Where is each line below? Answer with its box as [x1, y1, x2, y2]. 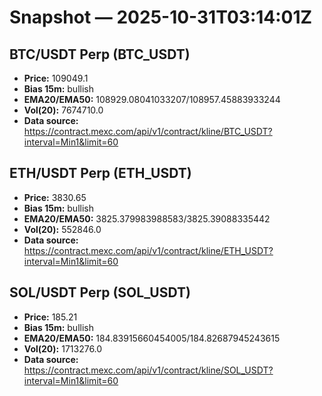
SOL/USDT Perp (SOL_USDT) [9, 284, 191, 301]
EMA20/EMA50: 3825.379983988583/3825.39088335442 [23, 212, 271, 225]
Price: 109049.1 [23, 72, 89, 84]
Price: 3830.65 [23, 191, 87, 203]
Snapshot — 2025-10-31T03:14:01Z [9, 6, 313, 29]
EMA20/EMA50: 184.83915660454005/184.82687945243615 [23, 332, 281, 344]
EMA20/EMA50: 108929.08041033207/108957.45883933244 [23, 94, 281, 105]
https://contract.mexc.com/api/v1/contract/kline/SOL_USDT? [23, 364, 274, 376]
